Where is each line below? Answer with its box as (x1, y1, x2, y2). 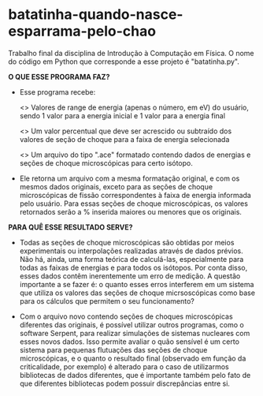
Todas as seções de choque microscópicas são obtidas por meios (19, 237, 235, 247)
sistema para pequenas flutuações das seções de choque (19, 345, 208, 354)
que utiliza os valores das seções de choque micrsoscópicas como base (19, 288, 256, 297)
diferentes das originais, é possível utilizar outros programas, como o (19, 319, 244, 329)
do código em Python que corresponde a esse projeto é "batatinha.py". (8, 57, 240, 66)
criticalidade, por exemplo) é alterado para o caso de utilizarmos (19, 361, 230, 372)
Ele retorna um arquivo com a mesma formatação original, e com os (19, 174, 240, 183)
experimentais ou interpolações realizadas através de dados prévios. (19, 246, 243, 256)
